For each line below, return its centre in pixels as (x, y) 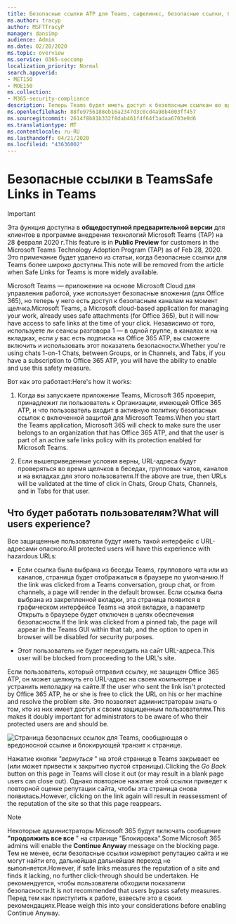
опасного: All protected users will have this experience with (125, 548)
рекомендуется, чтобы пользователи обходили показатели (96, 883)
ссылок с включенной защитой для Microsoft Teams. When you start (118, 418)
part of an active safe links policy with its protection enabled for (110, 440)
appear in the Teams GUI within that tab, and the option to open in (113, 629)
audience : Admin (31, 40)
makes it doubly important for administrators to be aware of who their (108, 716)
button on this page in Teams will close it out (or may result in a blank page (116, 774)
